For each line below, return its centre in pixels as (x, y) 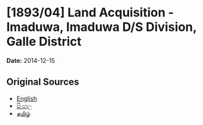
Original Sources (43, 82)
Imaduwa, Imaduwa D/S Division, (101, 27)
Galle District (44, 42)
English (27, 98)
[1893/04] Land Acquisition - (90, 13)
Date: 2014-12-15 (31, 60)
